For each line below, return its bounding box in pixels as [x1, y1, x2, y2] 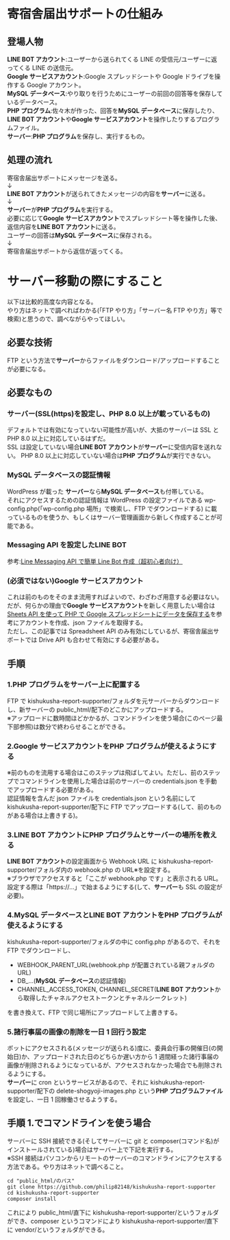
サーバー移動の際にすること [7, 273, 164, 289]
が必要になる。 [7, 365, 49, 373]
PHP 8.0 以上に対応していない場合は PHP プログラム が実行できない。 [20, 452, 215, 460]
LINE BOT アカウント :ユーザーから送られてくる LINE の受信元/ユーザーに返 [7, 56, 218, 63]
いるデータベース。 [7, 98, 62, 106]
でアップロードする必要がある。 [7, 786, 97, 794]
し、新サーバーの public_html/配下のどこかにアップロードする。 [7, 705, 187, 714]
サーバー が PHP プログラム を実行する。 [7, 205, 117, 213]
